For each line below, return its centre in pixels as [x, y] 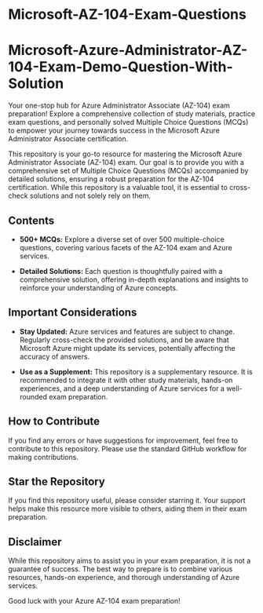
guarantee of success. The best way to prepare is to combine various [121, 569]
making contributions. [43, 457]
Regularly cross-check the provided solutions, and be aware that [124, 340]
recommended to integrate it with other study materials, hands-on [126, 380]
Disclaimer [35, 542]
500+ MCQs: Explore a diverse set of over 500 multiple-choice [122, 239]
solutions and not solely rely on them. [91, 196]
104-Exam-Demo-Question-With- [121, 67]
